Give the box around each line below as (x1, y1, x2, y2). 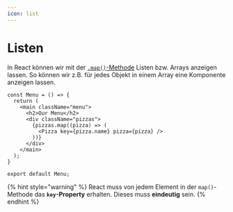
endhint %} (7, 197, 40, 206)
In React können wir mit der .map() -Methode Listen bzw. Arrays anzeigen (7, 63, 217, 72)
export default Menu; (7, 170, 70, 177)
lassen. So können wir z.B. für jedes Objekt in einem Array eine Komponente (7, 70, 226, 79)
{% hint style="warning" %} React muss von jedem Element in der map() (7, 182, 214, 191)
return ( (13, 97, 39, 104)
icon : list (7, 10, 39, 17)
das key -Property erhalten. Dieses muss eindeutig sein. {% (34, 190, 206, 198)
